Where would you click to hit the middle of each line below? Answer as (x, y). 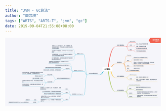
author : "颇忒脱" (22, 15)
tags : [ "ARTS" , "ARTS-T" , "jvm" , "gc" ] (46, 21)
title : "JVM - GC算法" (28, 10)
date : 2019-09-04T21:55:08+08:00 (40, 26)
